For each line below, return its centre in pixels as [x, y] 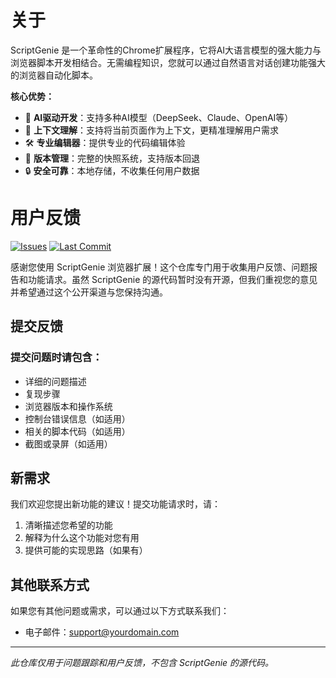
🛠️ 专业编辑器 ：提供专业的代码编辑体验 [105, 142]
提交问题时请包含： [56, 358]
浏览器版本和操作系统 [68, 406]
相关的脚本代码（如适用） [77, 431]
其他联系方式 [50, 584]
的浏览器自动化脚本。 [54, 75]
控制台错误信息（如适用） [77, 418]
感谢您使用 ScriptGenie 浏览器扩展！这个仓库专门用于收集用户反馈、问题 [160, 267]
